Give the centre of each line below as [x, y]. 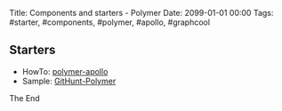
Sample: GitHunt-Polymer [69, 81]
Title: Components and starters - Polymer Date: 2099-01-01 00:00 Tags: [141, 13]
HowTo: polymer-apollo [65, 71]
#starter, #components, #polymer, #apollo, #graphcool [110, 22]
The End [24, 98]
